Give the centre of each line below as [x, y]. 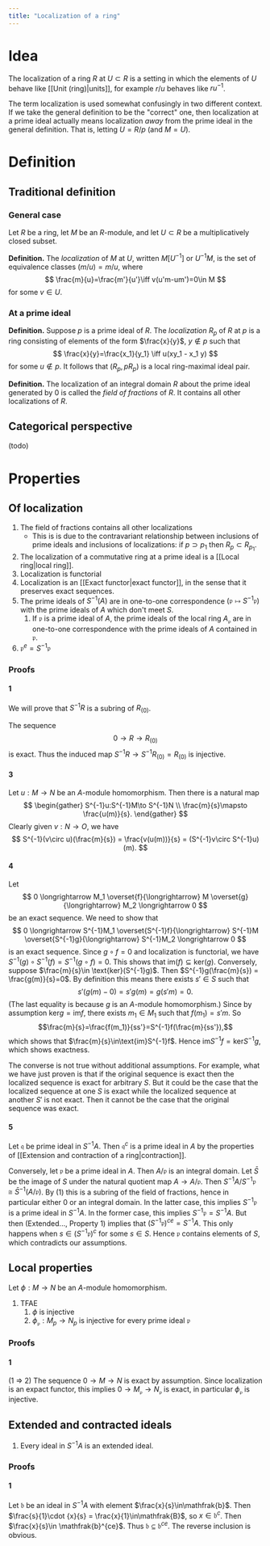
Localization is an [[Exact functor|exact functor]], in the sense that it [133, 582]
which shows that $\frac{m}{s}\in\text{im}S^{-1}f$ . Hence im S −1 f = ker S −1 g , [135, 1041]
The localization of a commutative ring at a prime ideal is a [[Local [130, 556]
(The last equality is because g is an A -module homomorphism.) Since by [130, 1004]
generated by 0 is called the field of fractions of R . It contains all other [125, 392]
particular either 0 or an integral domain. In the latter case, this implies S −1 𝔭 [133, 1201]
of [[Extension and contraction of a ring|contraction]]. [98, 1155]
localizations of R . [38, 401]
